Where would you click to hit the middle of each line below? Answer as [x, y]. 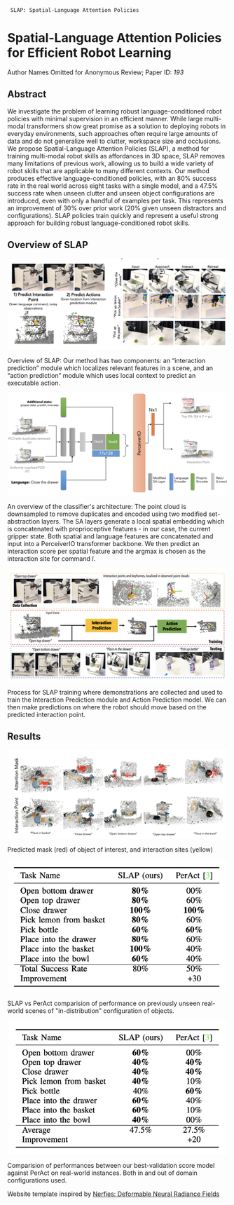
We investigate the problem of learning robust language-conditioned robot [115, 111]
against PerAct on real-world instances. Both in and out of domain [102, 1173]
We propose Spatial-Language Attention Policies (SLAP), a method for [108, 148]
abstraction [24, 522]
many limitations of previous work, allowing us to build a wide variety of [111, 163]
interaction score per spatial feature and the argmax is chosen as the [107, 551]
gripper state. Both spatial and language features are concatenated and [110, 536]
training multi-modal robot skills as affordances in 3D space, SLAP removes [116, 156]
